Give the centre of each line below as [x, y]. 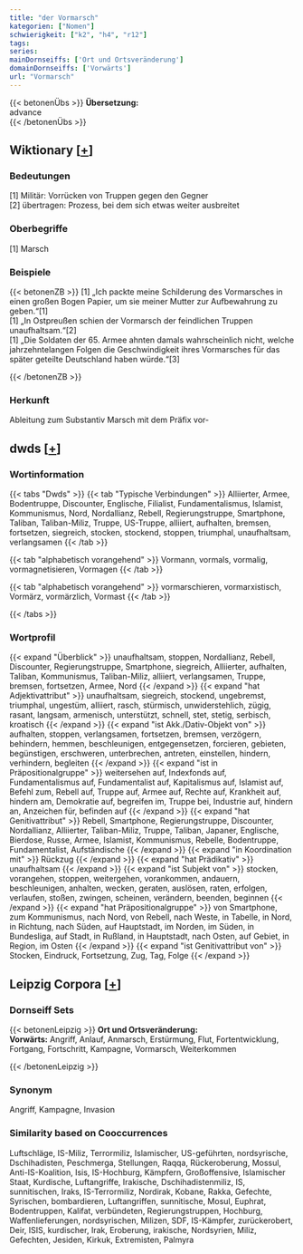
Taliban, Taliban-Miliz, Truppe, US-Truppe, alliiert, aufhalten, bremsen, [140, 523]
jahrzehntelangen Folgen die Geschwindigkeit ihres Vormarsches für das [145, 350]
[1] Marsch [29, 248]
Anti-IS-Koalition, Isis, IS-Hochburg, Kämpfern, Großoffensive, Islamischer [147, 1172]
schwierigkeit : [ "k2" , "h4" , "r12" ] [78, 34]
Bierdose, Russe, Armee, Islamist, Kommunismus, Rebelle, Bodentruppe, [144, 840]
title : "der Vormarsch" [54, 18]
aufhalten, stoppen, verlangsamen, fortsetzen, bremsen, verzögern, [136, 734]
